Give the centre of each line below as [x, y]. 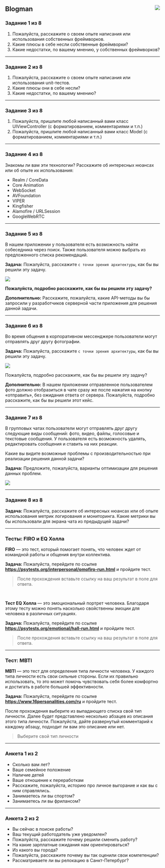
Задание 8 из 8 [24, 500]
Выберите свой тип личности [48, 736]
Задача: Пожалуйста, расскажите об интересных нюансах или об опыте [82, 511]
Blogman [19, 9]
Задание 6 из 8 [24, 326]
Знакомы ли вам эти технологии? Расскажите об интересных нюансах [80, 165]
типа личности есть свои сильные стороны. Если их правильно [72, 676]
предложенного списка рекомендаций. [46, 255]
